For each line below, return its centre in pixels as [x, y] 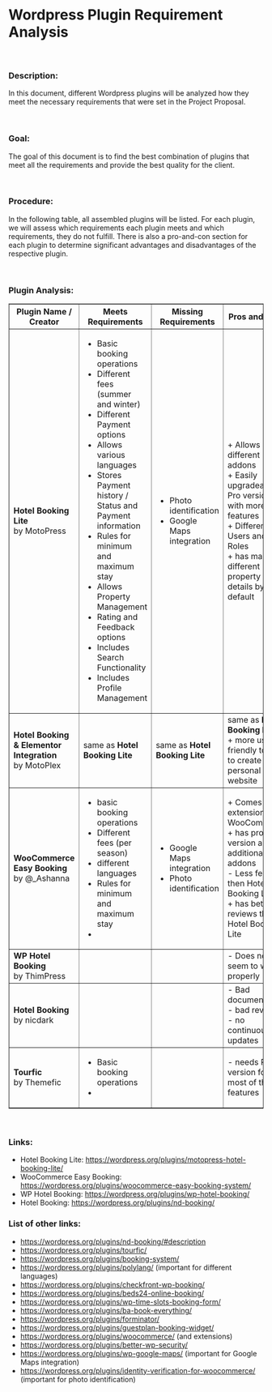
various [111, 455]
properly [244, 976]
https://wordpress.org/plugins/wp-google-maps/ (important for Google [138, 1353]
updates [243, 1040]
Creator [44, 322]
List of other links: [45, 1223]
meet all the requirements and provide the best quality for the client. [121, 164]
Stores [109, 476]
